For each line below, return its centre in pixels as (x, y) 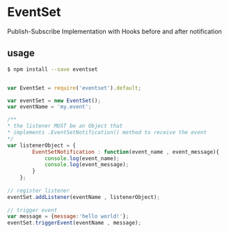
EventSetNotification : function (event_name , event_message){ (126, 152)
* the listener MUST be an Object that (65, 126)
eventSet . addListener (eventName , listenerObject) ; (84, 197)
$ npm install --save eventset (53, 69)
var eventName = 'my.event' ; (49, 107)
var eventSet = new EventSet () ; (54, 101)
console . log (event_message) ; (87, 165)
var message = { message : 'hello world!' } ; (68, 216)
